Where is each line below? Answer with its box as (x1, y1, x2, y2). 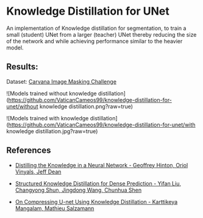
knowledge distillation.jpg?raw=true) (6, 127, 98, 135)
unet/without (6, 103, 38, 110)
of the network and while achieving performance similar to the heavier (6, 37, 183, 45)
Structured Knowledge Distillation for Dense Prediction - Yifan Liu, (15, 180, 182, 187)
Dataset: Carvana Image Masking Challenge (6, 78, 117, 85)
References (6, 145, 51, 156)
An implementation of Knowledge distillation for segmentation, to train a (6, 24, 187, 32)
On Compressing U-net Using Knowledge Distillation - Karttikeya (15, 198, 178, 205)
